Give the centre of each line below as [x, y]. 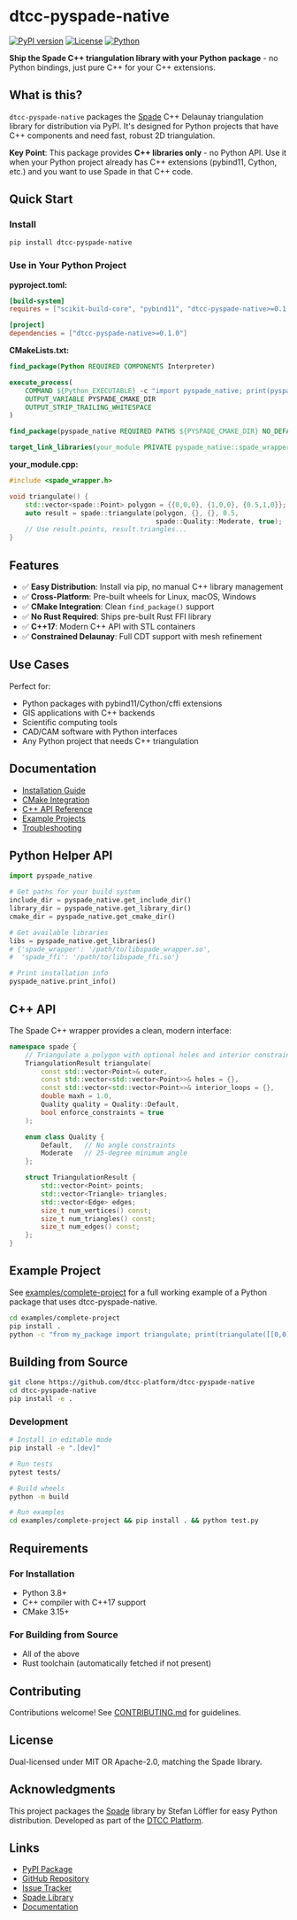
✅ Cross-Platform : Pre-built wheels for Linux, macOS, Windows [139, 597]
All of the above [50, 1654]
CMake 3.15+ [46, 1611]
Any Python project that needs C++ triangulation [110, 740]
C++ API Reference [57, 809]
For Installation [42, 1574]
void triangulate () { [49, 496]
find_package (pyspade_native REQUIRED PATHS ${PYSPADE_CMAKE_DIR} [134, 431]
